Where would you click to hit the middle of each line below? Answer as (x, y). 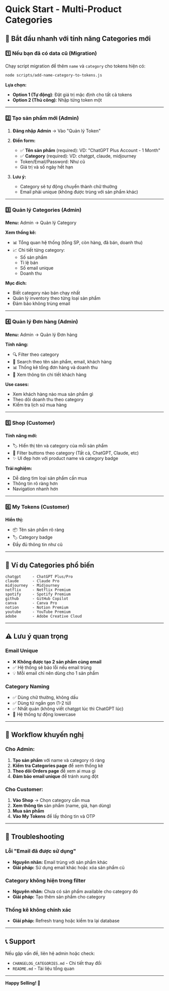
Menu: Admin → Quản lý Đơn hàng (41, 334)
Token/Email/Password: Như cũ (53, 162)
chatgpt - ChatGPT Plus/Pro (39, 577)
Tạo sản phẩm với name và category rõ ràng (59, 760)
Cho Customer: (24, 789)
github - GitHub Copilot (37, 599)
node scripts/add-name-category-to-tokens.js (54, 75)
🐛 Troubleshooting (35, 837)
